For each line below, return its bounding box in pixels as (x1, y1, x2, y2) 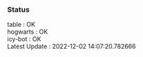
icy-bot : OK (7, 35, 41, 43)
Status (7, 5, 30, 14)
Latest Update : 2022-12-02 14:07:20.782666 (7, 43, 136, 51)
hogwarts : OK (7, 27, 48, 36)
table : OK (7, 21, 36, 29)
